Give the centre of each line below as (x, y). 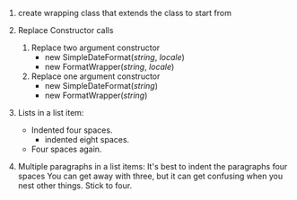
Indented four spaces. (72, 130)
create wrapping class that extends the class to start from (124, 13)
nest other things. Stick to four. (75, 186)
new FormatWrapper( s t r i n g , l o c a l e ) (109, 67)
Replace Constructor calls (66, 30)
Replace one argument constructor (96, 76)
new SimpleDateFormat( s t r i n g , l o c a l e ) (115, 57)
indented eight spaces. (87, 139)
